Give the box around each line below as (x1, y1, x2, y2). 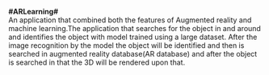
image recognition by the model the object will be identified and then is (8, 41, 245, 50)
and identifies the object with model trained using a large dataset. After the (8, 32, 258, 41)
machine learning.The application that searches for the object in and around (8, 24, 261, 33)
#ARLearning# (8, 7, 59, 16)
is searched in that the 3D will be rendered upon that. (8, 57, 186, 67)
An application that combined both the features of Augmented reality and (8, 15, 252, 25)
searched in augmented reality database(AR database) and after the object (8, 49, 258, 58)
